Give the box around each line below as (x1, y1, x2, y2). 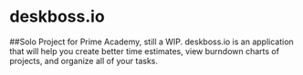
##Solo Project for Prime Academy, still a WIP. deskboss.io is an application (9, 36, 294, 47)
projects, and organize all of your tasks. (9, 55, 158, 66)
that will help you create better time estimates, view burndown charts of (9, 45, 280, 56)
